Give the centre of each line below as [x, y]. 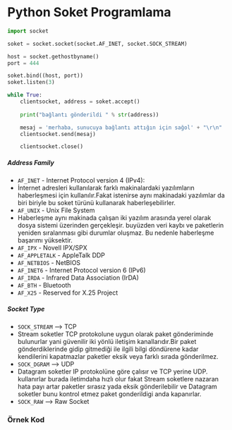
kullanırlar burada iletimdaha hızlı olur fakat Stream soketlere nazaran [118, 379]
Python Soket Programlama [89, 12]
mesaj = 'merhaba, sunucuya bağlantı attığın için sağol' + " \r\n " [121, 128]
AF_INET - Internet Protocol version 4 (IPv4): [81, 180]
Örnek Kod [26, 420]
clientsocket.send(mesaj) [58, 134]
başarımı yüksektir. [45, 240]
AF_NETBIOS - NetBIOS [49, 263]
